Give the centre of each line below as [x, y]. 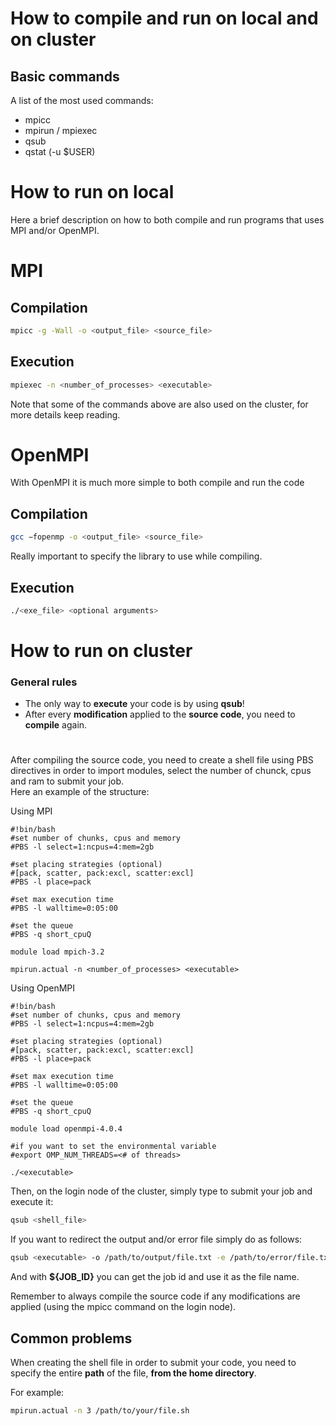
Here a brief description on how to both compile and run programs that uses [167, 219]
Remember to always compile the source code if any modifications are [155, 1296]
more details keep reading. [65, 414]
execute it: [32, 1202]
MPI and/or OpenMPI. [55, 230]
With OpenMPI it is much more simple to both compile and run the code [157, 483]
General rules [44, 682]
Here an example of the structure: [80, 792]
